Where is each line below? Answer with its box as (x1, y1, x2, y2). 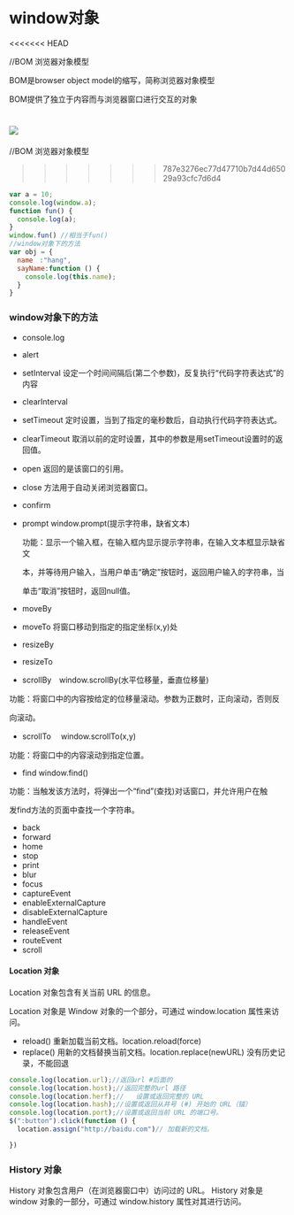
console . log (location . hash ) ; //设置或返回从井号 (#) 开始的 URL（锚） (9, 1100, 252, 1109)
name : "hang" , (17, 256, 72, 265)
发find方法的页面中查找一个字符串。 (9, 804, 139, 815)
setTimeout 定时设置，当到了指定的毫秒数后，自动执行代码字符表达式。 (21, 414, 283, 425)
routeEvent (21, 934, 63, 945)
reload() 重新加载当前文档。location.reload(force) (21, 1035, 201, 1046)
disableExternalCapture (21, 906, 108, 917)
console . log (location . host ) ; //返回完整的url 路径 (9, 1083, 186, 1093)
